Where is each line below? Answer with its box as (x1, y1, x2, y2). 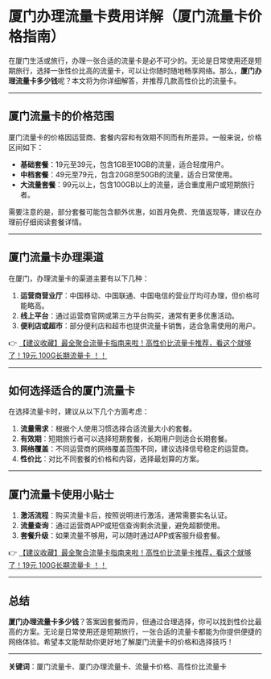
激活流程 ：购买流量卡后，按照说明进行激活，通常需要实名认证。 (19, 510, 232, 520)
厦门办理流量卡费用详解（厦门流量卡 (8, 7, 248, 26)
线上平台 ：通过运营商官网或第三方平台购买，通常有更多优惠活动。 (19, 310, 239, 320)
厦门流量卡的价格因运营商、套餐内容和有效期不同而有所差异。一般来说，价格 (8, 132, 262, 142)
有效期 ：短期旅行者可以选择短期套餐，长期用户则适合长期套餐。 (19, 434, 232, 444)
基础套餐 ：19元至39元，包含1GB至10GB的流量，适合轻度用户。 (19, 159, 228, 169)
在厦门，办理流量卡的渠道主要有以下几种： (8, 273, 150, 283)
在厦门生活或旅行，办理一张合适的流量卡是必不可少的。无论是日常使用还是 (8, 56, 255, 65)
